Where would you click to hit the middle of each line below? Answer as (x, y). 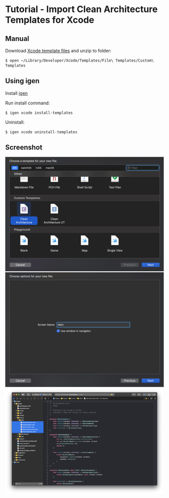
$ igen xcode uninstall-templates (41, 132)
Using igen (22, 81)
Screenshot (24, 147)
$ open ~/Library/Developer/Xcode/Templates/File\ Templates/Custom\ (80, 60)
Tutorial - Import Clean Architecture (81, 9)
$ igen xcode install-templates (39, 113)
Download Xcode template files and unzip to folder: (58, 51)
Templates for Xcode (50, 20)
